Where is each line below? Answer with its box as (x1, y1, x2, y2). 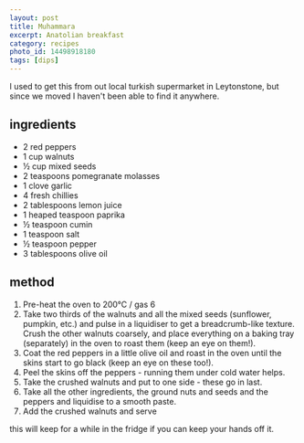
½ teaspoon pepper (22, 238, 98, 249)
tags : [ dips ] (9, 56, 59, 65)
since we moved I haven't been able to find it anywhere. (9, 90, 220, 101)
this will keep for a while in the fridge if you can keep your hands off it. (9, 423, 274, 434)
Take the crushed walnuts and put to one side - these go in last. (22, 376, 263, 387)
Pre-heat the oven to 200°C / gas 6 (22, 299, 156, 310)
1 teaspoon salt (22, 228, 80, 239)
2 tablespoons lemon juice (22, 199, 122, 210)
